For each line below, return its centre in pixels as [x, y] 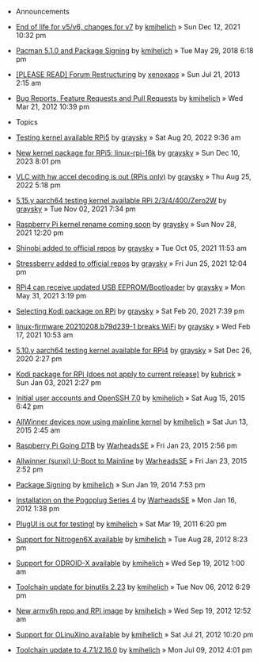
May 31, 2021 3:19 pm [51, 296]
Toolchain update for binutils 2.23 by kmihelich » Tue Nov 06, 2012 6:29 [133, 587]
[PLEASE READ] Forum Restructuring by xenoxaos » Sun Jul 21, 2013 [128, 74]
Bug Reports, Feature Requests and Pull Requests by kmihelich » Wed [129, 98]
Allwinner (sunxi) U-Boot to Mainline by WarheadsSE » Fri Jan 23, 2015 [131, 461]
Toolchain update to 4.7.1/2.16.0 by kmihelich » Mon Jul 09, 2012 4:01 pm [134, 650]
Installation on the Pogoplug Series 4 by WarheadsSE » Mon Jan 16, [126, 500]
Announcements [42, 12]
